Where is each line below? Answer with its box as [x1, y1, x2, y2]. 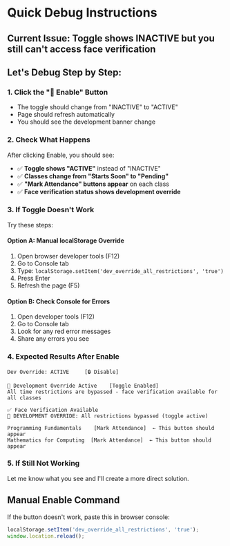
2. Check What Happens [7, 135, 91, 144]
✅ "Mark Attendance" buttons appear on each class [17, 180, 169, 188]
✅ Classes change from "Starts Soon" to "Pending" [17, 171, 169, 180]
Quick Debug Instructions [7, 5, 157, 21]
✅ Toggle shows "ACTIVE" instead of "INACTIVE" [17, 164, 161, 172]
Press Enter [17, 274, 50, 283]
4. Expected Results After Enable [7, 352, 119, 361]
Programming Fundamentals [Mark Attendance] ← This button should [7, 424, 215, 431]
